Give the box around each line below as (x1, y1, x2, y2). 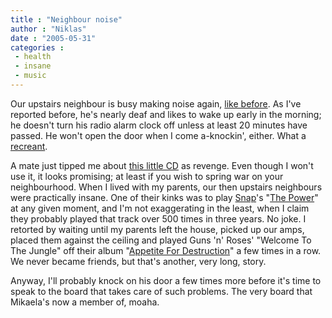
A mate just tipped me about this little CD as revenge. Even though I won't (10, 159, 314, 171)
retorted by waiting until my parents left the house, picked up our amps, (10, 223, 305, 235)
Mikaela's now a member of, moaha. (10, 296, 160, 308)
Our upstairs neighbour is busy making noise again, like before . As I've (10, 97, 302, 110)
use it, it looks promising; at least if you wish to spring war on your (10, 170, 284, 182)
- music (14, 71, 47, 81)
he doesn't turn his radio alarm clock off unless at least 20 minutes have (10, 119, 308, 131)
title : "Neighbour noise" (10, 14, 123, 25)
